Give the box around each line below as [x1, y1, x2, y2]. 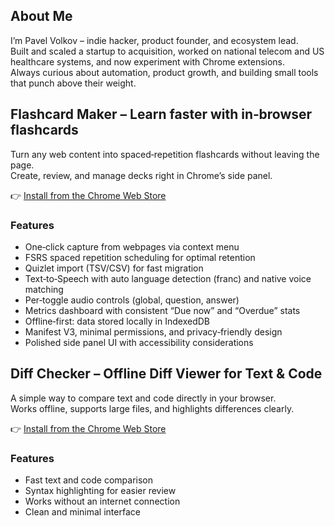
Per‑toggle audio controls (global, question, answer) [24, 294, 240, 306]
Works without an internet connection [24, 495, 181, 508]
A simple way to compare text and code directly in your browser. [10, 392, 277, 404]
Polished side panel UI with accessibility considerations [24, 336, 254, 348]
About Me [10, 8, 73, 25]
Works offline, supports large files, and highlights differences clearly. [10, 402, 295, 414]
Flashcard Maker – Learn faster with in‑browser [10, 106, 313, 123]
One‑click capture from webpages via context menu [24, 240, 240, 253]
